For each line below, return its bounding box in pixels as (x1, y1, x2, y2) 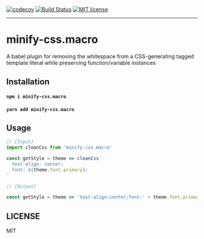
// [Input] (6, 139, 34, 145)
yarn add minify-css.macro (6, 106, 75, 112)
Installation (6, 76, 50, 87)
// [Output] (6, 183, 36, 189)
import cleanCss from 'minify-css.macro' (6, 144, 113, 151)
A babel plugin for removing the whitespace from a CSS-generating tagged (6, 52, 194, 60)
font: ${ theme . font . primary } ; (12, 167, 88, 173)
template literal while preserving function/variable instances (6, 59, 156, 66)
